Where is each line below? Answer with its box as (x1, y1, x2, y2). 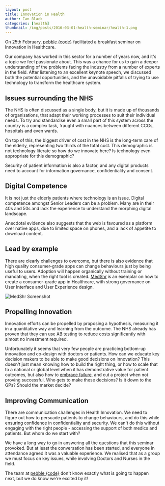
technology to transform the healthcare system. (5, 80, 102, 86)
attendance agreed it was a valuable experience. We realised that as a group (5, 450, 160, 457)
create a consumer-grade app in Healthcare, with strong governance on (5, 278, 151, 285)
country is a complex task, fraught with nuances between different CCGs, (5, 122, 154, 128)
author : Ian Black (5, 16, 43, 21)
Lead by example (5, 245, 58, 253)
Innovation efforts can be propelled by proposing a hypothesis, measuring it (5, 321, 159, 326)
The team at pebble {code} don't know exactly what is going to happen (5, 470, 149, 476)
